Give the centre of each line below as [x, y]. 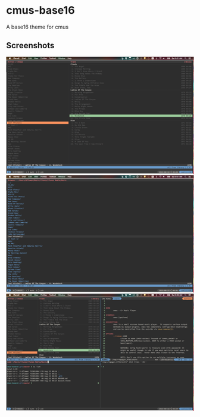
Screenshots [30, 46]
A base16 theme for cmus [37, 27]
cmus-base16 [41, 10]
